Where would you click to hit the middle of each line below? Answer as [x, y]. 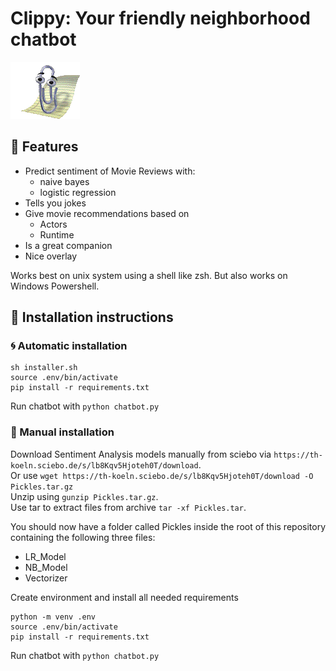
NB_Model [46, 567]
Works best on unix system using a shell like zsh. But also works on [149, 275]
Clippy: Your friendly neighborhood [160, 18]
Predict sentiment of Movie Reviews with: [110, 171]
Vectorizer [46, 578]
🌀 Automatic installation [69, 346]
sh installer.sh [44, 368]
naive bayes [64, 181]
